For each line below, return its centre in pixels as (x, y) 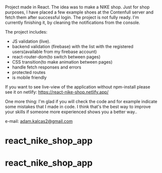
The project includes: (26, 32)
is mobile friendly (29, 78)
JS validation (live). (31, 41)
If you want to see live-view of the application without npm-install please (78, 87)
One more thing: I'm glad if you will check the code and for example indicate (81, 101)
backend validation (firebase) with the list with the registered (73, 46)
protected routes (29, 72)
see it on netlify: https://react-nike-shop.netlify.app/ (57, 92)
